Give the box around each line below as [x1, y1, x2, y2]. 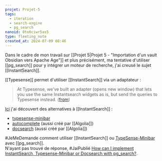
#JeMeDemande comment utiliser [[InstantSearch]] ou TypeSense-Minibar [5, 135, 155, 141]
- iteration [9, 16, 34, 21]
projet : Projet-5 [5, 7, 40, 12]
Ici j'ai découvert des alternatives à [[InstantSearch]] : [5, 106, 113, 112]
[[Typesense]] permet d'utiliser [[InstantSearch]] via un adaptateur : [5, 77, 141, 82]
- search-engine [9, 20, 42, 26]
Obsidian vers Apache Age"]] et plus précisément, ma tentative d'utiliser [5, 57, 150, 63]
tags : [5, 12, 16, 16]
